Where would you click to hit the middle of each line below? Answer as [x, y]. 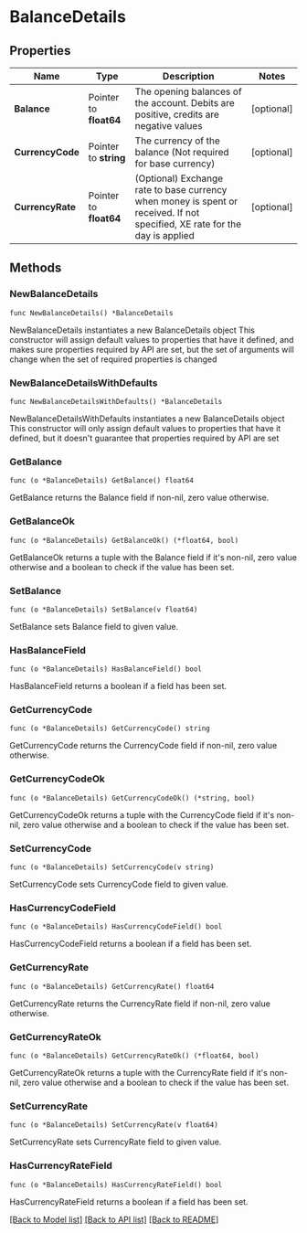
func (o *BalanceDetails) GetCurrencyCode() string [110, 728]
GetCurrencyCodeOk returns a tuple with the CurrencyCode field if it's [142, 814]
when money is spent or [186, 201]
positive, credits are [177, 114]
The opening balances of [188, 91]
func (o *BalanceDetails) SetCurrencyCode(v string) [112, 867]
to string [107, 158]
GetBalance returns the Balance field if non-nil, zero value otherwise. [139, 498]
